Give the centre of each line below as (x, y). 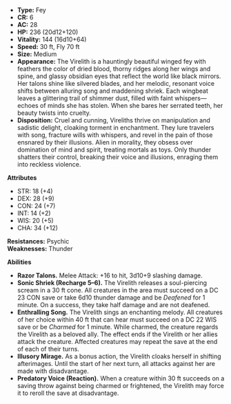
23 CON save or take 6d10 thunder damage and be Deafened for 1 (111, 297)
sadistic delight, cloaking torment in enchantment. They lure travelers (115, 128)
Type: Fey (31, 10)
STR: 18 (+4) (35, 191)
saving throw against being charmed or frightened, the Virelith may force (120, 386)
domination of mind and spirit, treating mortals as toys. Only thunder (114, 149)
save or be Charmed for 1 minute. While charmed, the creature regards (118, 327)
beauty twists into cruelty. (54, 113)
